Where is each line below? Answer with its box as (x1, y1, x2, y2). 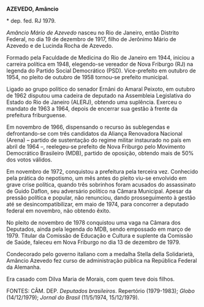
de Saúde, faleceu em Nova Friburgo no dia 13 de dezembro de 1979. (6, 239, 181, 246)
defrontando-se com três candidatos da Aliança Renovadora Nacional (6, 130, 183, 137)
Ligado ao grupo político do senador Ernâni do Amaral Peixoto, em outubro (6, 85, 195, 93)
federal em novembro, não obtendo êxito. (6, 207, 111, 214)
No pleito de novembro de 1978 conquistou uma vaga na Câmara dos (6, 219, 181, 226)
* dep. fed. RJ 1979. (6, 17, 56, 24)
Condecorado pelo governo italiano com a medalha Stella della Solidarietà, (6, 251, 195, 257)
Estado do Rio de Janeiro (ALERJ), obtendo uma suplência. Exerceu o (6, 98, 182, 106)
